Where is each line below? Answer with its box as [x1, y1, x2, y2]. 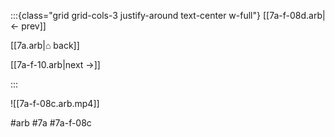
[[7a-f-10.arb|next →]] [10, 59, 101, 70]
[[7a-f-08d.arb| [262, 10, 326, 21]
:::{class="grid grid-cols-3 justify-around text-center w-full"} [10, 10, 261, 21]
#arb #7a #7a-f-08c [10, 117, 92, 129]
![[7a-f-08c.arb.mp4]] [10, 98, 100, 109]
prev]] [21, 20, 47, 32]
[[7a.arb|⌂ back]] [10, 40, 80, 51]
